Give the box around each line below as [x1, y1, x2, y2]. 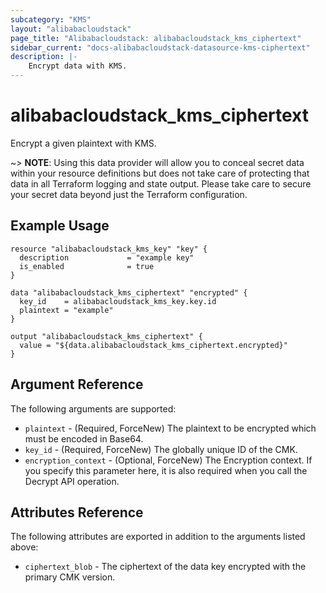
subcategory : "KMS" [10, 14, 92, 25]
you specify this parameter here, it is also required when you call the [24, 464, 308, 476]
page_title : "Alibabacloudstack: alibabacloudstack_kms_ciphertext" [10, 33, 302, 43]
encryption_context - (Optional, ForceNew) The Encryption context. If [24, 454, 313, 466]
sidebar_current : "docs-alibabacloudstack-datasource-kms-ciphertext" [10, 42, 311, 53]
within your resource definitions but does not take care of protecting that [10, 167, 310, 179]
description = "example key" [19, 252, 195, 263]
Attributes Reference [10, 504, 144, 521]
